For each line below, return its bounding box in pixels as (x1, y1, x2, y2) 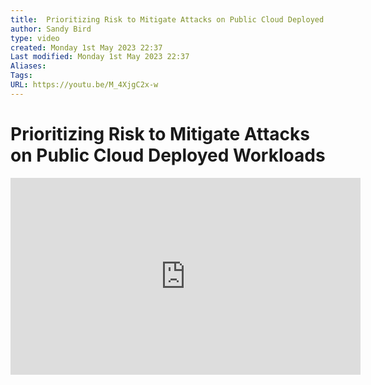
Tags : (10, 71, 33, 81)
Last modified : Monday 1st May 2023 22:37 (10, 52, 190, 62)
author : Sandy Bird (10, 24, 92, 34)
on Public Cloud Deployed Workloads (10, 144, 326, 166)
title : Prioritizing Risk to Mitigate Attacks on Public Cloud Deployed (10, 14, 325, 25)
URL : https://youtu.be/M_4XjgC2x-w (10, 80, 159, 90)
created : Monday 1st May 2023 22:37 (10, 42, 163, 53)
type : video (10, 33, 60, 43)
